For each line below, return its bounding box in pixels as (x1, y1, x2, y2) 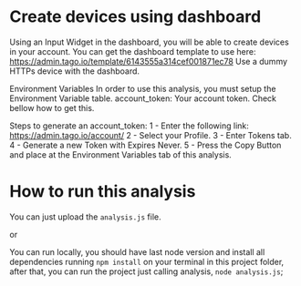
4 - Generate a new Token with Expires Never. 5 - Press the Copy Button (9, 139, 282, 150)
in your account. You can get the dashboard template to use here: (9, 46, 256, 56)
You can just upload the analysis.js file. (9, 211, 161, 222)
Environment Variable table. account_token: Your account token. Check (9, 93, 276, 104)
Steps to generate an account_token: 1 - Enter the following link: (9, 120, 249, 131)
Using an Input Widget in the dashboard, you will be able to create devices (9, 36, 289, 47)
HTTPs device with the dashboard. (9, 66, 140, 77)
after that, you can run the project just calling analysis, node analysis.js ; (9, 266, 284, 277)
